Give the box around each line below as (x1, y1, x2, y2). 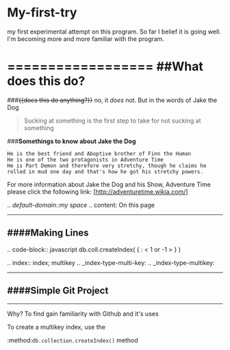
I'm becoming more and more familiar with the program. (7, 34, 164, 42)
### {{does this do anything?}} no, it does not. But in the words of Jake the (7, 96, 218, 104)
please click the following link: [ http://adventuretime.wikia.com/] (7, 187, 188, 196)
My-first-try (7, 5, 77, 21)
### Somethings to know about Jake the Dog (7, 137, 136, 145)
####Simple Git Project (7, 285, 109, 297)
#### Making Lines (7, 227, 89, 239)
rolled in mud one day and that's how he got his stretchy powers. (7, 168, 204, 175)
